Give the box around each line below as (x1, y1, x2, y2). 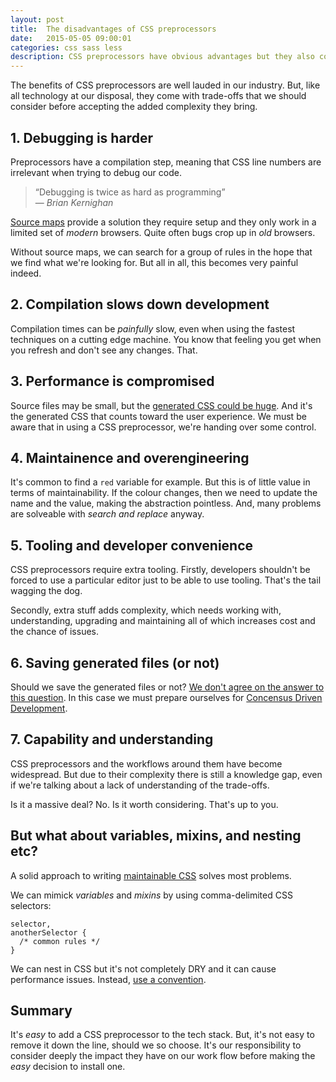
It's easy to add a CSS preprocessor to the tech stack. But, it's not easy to (10, 1029, 315, 1041)
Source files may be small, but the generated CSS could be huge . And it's (10, 399, 313, 411)
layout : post (10, 14, 65, 25)
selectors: (10, 899, 52, 911)
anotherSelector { (10, 927, 87, 938)
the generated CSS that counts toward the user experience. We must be (10, 410, 307, 422)
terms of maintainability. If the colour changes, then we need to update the (10, 487, 318, 499)
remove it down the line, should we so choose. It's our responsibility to (10, 1039, 302, 1051)
